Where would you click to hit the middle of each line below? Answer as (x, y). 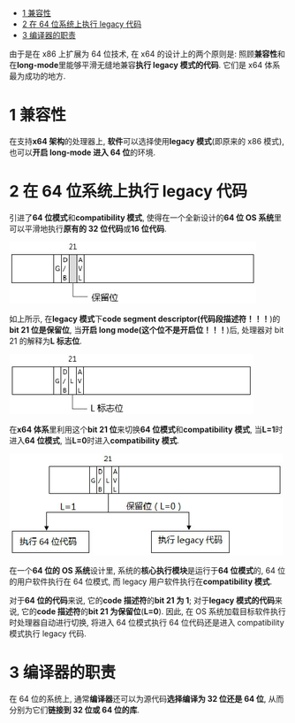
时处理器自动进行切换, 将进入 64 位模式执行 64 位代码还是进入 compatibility (147, 622)
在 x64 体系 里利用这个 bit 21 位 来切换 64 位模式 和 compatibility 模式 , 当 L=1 (142, 429)
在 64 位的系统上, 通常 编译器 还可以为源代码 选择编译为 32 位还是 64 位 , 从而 (147, 698)
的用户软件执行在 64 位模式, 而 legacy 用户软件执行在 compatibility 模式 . (141, 581)
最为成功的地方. (38, 76)
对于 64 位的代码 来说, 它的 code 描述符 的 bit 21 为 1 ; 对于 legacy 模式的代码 (142, 600)
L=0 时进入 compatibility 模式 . (125, 440)
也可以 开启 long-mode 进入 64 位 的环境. (83, 152)
